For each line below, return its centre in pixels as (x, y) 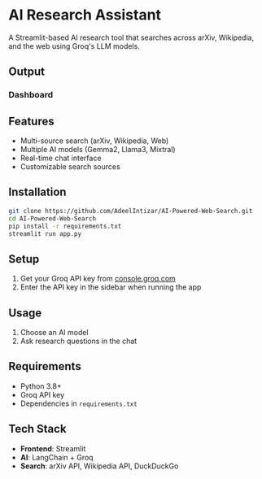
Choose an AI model (54, 332)
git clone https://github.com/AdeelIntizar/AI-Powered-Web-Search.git (131, 211)
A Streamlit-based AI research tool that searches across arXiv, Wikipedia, (131, 37)
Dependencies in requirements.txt (79, 403)
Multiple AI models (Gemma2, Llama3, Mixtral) (98, 150)
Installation (37, 192)
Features (31, 121)
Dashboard (31, 95)
